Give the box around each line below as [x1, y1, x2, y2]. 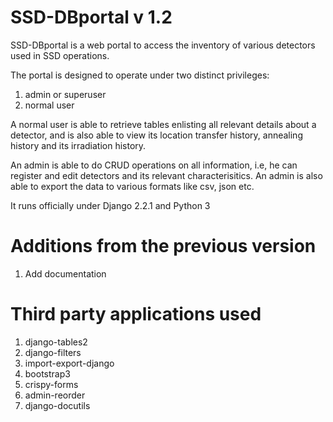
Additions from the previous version [10, 235, 317, 258]
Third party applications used [10, 303, 262, 326]
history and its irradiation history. [10, 139, 147, 151]
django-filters [24, 346, 82, 358]
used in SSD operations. [10, 49, 110, 61]
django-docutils [24, 399, 91, 411]
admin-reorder [24, 389, 86, 401]
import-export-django [24, 357, 115, 369]
